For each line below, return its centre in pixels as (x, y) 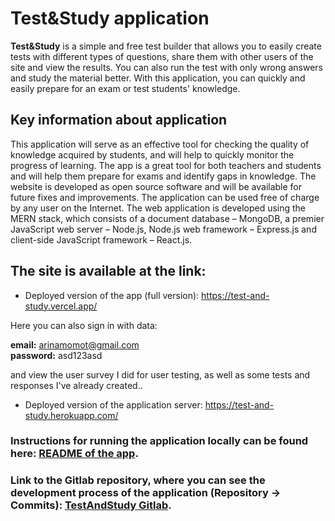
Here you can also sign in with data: (84, 325)
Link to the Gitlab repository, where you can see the (138, 480)
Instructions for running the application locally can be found (159, 441)
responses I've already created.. (76, 385)
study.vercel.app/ (61, 306)
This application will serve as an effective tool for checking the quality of (160, 144)
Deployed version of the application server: (113, 404)
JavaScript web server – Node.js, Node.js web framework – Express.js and (163, 229)
